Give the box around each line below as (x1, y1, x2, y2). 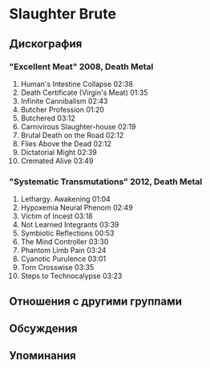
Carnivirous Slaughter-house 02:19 (20, 121, 136, 131)
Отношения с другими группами (9, 294, 183, 308)
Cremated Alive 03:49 (20, 156, 94, 166)
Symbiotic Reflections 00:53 (20, 228, 115, 238)
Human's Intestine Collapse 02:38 (20, 79, 133, 88)
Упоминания (9, 349, 77, 362)
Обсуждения (9, 321, 78, 335)
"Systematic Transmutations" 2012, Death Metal (9, 176, 203, 187)
